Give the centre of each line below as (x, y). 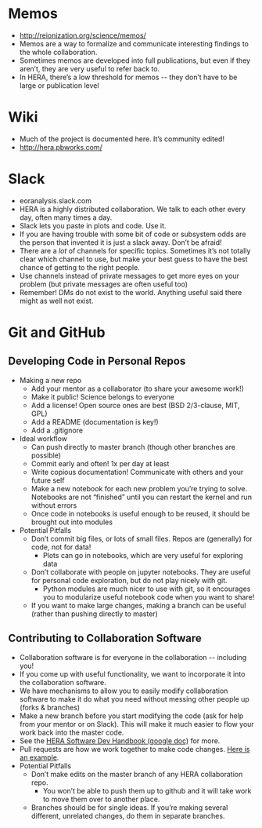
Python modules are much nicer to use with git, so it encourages (147, 589)
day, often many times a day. (66, 217)
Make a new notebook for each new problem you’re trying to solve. (139, 488)
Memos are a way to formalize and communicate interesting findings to (134, 43)
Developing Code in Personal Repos (97, 361)
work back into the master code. (72, 732)
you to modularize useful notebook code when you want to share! (149, 596)
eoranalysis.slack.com (56, 200)
